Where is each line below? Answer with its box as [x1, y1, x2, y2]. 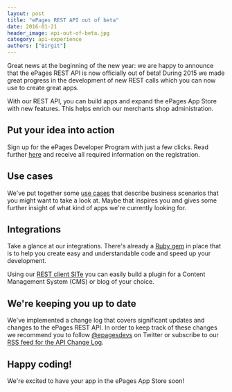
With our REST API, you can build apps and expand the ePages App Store [7, 97, 217, 105]
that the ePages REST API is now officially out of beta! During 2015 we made [7, 69, 225, 77]
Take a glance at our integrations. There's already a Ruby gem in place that [7, 242, 222, 250]
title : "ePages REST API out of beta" [7, 17, 119, 24]
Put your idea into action [7, 124, 115, 136]
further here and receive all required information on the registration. [7, 150, 201, 158]
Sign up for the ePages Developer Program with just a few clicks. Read [7, 143, 209, 151]
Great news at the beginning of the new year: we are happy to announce [7, 62, 214, 69]
